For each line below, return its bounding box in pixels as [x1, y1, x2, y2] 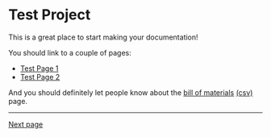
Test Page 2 [19, 72, 60, 81]
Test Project [8, 6, 91, 24]
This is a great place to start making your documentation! [8, 32, 199, 42]
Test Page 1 [19, 63, 59, 73]
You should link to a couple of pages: [8, 48, 131, 57]
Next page [8, 119, 44, 129]
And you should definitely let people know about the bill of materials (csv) [8, 87, 253, 98]
